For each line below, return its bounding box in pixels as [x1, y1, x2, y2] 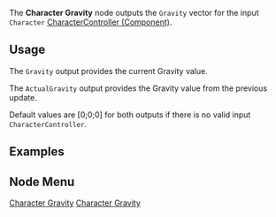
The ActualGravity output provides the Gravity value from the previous [9, 83, 268, 94]
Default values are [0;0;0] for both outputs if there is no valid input [9, 109, 251, 120]
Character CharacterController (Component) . [9, 17, 172, 27]
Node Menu [9, 174, 75, 189]
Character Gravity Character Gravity [9, 198, 142, 208]
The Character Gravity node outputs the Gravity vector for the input [9, 8, 259, 18]
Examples [9, 145, 65, 160]
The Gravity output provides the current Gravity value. [9, 65, 208, 76]
